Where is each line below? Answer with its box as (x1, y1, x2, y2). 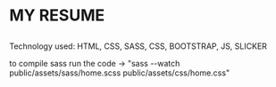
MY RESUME (9, 5, 105, 26)
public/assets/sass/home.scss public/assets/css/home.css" (9, 67, 230, 78)
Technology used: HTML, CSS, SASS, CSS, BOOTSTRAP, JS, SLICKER (9, 41, 268, 51)
